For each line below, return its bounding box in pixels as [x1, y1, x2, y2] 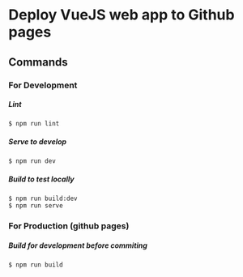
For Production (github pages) [8, 220, 130, 232]
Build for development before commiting [8, 241, 148, 250]
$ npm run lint [8, 120, 60, 128]
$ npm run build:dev [8, 194, 79, 203]
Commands [8, 55, 69, 69]
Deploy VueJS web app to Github [8, 6, 235, 24]
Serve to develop [8, 137, 67, 147]
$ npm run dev [8, 157, 57, 165]
